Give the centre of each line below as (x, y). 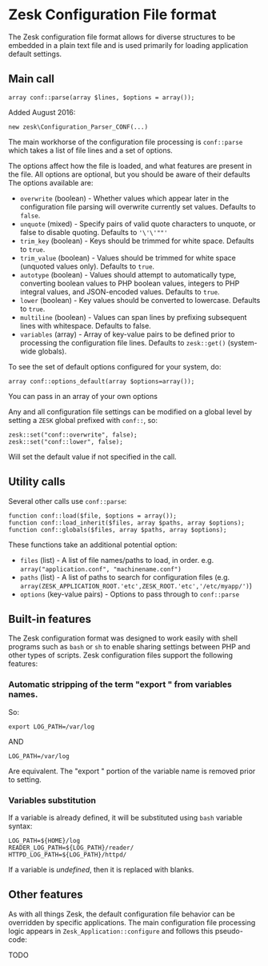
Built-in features (50, 619)
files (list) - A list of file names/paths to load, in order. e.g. (117, 560)
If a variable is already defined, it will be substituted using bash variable (125, 817)
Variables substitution (52, 800)
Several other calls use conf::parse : (68, 501)
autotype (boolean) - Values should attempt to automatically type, (128, 274)
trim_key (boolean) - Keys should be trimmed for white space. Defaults (137, 241)
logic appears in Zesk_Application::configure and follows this (111, 931)
